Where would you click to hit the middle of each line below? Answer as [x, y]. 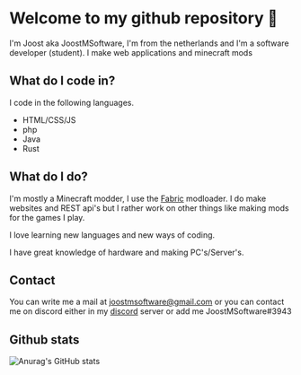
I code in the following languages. [72, 102]
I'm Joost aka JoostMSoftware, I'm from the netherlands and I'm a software [149, 43]
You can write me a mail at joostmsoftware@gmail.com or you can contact [147, 302]
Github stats [44, 340]
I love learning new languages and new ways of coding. [112, 235]
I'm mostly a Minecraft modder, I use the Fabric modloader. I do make [138, 198]
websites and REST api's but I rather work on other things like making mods [149, 208]
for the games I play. [47, 217]
